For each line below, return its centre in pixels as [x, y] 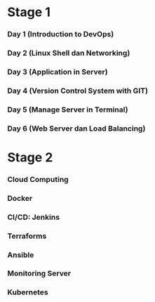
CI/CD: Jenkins [34, 217]
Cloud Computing [38, 179]
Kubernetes [28, 292]
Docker [20, 198]
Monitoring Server [39, 273]
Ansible [21, 255]
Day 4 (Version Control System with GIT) [78, 91]
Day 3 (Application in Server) [58, 72]
